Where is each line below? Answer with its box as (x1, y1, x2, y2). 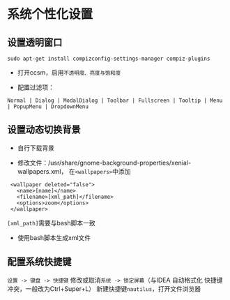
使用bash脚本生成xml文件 (17, 233, 91, 241)
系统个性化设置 (7, 6, 93, 22)
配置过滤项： (17, 83, 54, 91)
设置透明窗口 (7, 36, 63, 48)
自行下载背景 (17, 144, 54, 152)
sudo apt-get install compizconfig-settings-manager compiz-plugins (7, 55, 210, 62)
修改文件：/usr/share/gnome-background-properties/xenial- (17, 158, 192, 167)
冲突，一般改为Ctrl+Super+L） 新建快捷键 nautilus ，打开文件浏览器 (7, 284, 201, 293)
